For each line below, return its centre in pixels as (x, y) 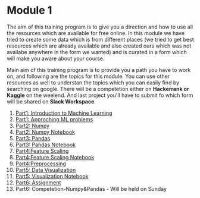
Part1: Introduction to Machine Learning (64, 113)
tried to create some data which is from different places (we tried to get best (100, 39)
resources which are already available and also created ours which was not (99, 46)
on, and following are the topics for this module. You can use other (88, 76)
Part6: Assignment (38, 183)
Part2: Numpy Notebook (45, 132)
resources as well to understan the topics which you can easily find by (93, 82)
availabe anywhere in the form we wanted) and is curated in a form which (97, 52)
